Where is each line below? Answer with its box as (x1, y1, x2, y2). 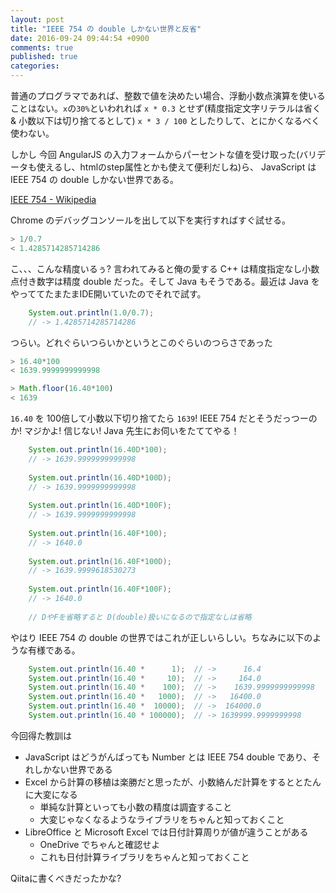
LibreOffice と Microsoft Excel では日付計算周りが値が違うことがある (24, 826, 309, 838)
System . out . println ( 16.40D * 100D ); (28, 472, 172, 483)
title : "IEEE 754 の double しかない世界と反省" (10, 24, 202, 34)
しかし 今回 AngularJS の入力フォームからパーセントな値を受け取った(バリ (10, 149, 317, 160)
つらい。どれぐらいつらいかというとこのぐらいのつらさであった (10, 336, 273, 348)
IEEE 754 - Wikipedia (10, 194, 97, 205)
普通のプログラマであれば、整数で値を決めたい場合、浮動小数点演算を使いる (10, 90, 326, 101)
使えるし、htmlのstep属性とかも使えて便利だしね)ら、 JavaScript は (36, 161, 317, 173)
